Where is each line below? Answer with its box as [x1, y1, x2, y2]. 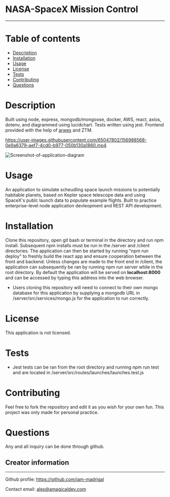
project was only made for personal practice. [5, 409, 99, 415]
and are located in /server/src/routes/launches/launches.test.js [12, 369, 144, 375]
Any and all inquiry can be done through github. [5, 443, 105, 449]
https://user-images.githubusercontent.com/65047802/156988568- [5, 137, 147, 143]
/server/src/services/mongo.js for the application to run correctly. [12, 295, 150, 301]
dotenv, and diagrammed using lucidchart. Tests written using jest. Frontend [5, 121, 164, 127]
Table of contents [5, 33, 81, 44]
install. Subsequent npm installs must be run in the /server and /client [5, 242, 150, 248]
